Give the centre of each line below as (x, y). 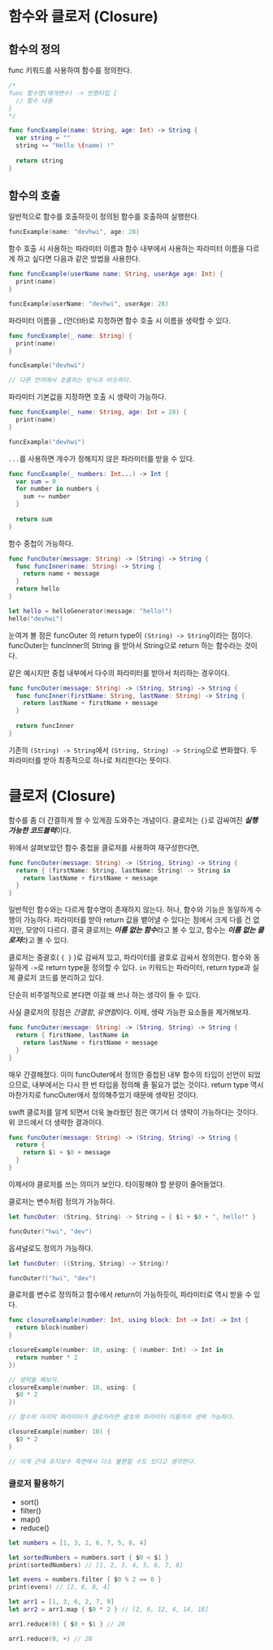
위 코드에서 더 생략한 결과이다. (56, 1122)
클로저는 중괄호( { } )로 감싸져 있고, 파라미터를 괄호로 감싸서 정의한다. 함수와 (130, 957)
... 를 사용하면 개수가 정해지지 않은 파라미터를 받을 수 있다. (102, 458)
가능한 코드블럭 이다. (40, 830)
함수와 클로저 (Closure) (83, 17)
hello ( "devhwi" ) (36, 618)
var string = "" (43, 138)
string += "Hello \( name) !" (65, 146)
